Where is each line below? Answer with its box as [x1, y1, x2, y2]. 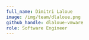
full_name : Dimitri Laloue [6, 8, 73, 15]
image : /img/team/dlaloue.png [6, 14, 81, 20]
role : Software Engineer [6, 25, 68, 31]
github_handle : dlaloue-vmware [6, 19, 84, 25]
